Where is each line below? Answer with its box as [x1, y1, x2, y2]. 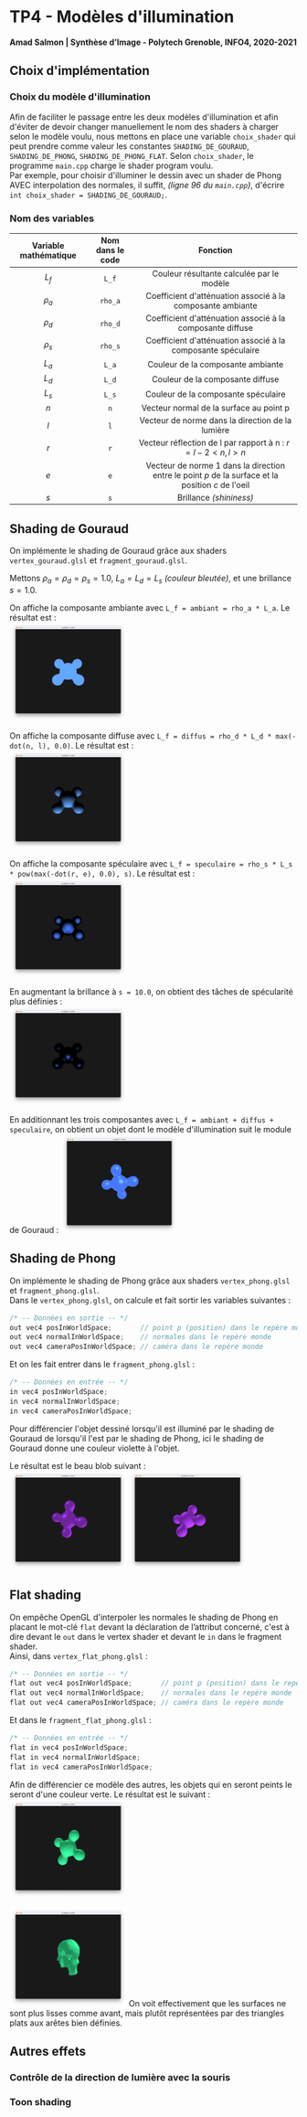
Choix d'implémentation [9, 63, 151, 79]
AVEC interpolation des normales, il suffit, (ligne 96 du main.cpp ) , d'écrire [9, 179, 285, 190]
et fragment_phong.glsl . [9, 1284, 100, 1295]
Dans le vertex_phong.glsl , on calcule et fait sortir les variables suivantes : [9, 1294, 291, 1305]
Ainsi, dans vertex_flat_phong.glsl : [9, 1650, 148, 1661]
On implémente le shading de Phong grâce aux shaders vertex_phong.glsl [9, 1275, 291, 1286]
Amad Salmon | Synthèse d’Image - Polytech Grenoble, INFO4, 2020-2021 [9, 37, 297, 48]
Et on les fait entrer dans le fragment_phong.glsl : [9, 1359, 196, 1370]
